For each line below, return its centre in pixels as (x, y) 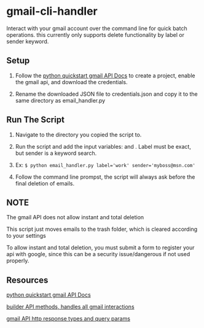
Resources (27, 280)
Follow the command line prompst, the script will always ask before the (105, 177)
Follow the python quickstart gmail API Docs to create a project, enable (105, 76)
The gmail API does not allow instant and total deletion (75, 217)
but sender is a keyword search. (56, 153)
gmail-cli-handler (52, 11)
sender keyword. (28, 41)
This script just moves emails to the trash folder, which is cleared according (102, 229)
